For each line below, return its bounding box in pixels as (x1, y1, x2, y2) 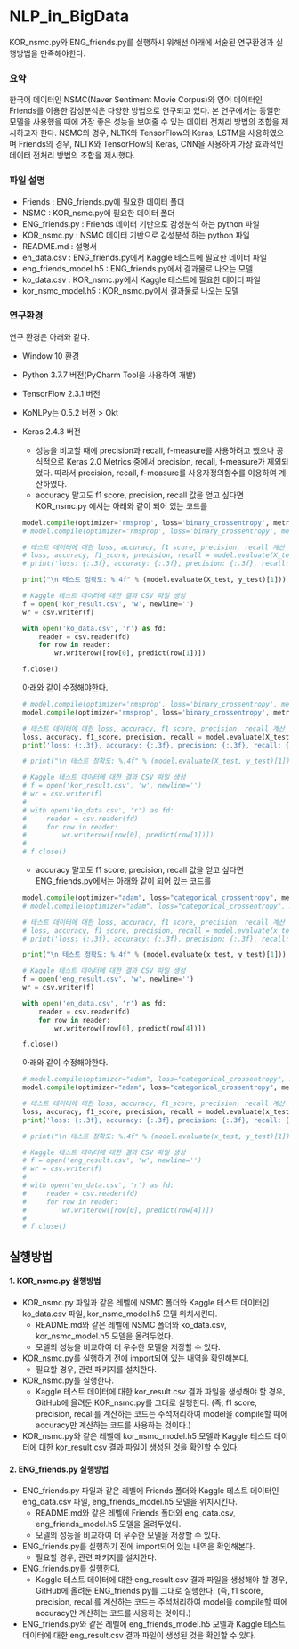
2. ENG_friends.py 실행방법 (9, 1464, 109, 1475)
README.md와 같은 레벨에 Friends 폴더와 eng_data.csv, (35, 1508, 236, 1518)
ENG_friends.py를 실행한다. (21, 1564, 120, 1574)
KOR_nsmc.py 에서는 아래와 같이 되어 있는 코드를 (35, 500, 208, 511)
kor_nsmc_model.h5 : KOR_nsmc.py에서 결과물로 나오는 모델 (21, 285, 239, 295)
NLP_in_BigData (9, 6, 130, 27)
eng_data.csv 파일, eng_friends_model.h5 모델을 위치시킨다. (21, 1497, 238, 1508)
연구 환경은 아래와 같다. (9, 331, 91, 342)
